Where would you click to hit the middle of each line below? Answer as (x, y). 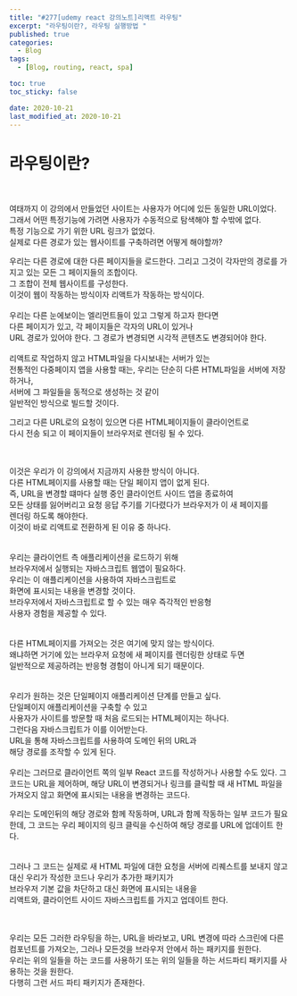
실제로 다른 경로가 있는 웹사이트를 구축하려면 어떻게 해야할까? (116, 242)
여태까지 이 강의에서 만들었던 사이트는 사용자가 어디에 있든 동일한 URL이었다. (143, 209)
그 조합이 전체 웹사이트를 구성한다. (69, 283)
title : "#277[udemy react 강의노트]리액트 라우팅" (96, 17)
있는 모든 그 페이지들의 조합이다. (82, 273)
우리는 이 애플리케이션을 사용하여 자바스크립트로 (93, 580)
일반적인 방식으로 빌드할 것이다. (64, 403)
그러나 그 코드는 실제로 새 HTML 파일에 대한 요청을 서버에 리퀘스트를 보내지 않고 (148, 866)
